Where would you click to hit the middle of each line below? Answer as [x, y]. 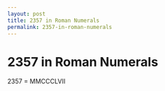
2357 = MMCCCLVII [36, 81]
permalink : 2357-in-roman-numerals [60, 27]
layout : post [27, 14]
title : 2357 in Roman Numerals [53, 20]
